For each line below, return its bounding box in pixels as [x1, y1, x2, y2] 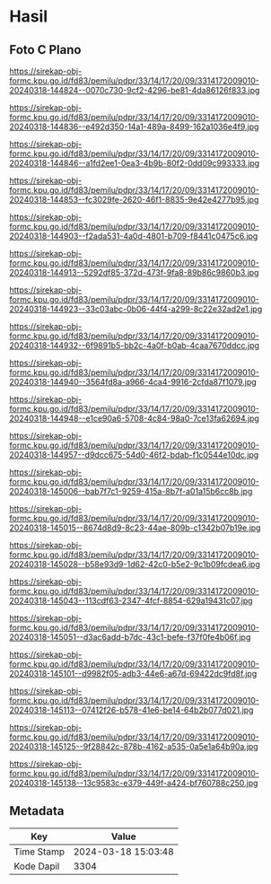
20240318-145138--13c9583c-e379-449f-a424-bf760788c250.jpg [9, 778, 258, 788]
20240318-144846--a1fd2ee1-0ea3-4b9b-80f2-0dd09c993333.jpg [9, 158, 260, 168]
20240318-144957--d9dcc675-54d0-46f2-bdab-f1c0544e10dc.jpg [9, 450, 259, 460]
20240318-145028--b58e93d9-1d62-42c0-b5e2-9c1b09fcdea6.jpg [9, 559, 260, 569]
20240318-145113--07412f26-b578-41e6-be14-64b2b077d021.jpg [9, 705, 254, 715]
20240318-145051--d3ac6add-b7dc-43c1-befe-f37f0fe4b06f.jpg [9, 632, 251, 643]
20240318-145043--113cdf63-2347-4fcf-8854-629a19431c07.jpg [9, 595, 253, 606]
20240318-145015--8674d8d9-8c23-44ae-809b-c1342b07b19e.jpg [9, 522, 261, 533]
